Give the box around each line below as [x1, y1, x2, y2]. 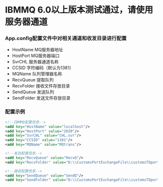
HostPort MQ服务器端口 [12, 53, 60, 58]
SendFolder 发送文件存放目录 [12, 95, 71, 101]
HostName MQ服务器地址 [12, 47, 63, 53]
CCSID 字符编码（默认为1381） [12, 65, 74, 71]
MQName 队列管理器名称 [12, 71, 62, 77]
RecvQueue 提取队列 [12, 77, 54, 83]
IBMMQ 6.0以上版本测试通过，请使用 [5, 4, 153, 15]
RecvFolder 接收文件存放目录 [12, 83, 70, 89]
